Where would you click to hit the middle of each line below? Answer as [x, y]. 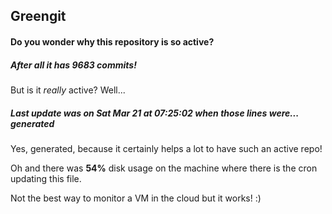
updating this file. [46, 178]
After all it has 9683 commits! [73, 65]
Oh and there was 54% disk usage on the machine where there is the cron [164, 168]
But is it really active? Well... [68, 90]
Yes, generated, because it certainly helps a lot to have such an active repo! [166, 148]
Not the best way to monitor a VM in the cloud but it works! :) [136, 198]
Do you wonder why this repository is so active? [112, 41]
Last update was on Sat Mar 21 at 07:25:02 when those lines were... [154, 113]
